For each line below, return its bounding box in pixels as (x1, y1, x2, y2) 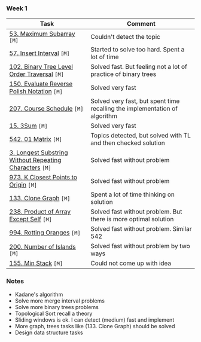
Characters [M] (9, 163, 52, 172)
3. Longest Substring (9, 148, 68, 157)
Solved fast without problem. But (90, 207, 182, 216)
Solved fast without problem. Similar (90, 225, 192, 233)
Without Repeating (9, 156, 62, 164)
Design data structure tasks (14, 329, 84, 336)
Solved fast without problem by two (90, 242, 190, 251)
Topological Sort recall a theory (14, 310, 93, 317)
